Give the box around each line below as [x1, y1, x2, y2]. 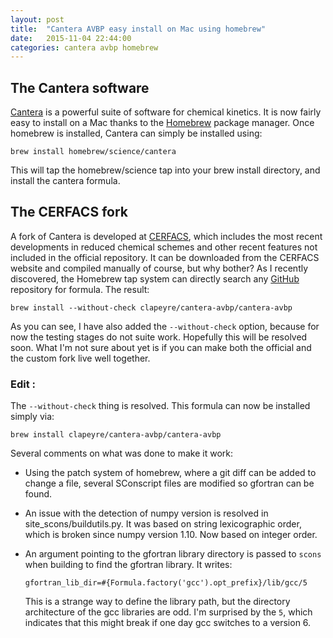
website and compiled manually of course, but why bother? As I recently [10, 262, 309, 274]
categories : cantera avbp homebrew [10, 42, 159, 53]
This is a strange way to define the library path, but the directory [24, 596, 291, 608]
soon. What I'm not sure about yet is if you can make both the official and [10, 341, 312, 353]
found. [24, 488, 53, 500]
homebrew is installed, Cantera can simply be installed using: [10, 127, 263, 140]
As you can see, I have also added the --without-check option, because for [10, 320, 320, 332]
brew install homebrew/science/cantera [10, 147, 177, 157]
